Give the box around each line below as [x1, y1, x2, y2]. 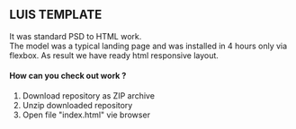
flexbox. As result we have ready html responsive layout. [9, 49, 219, 61]
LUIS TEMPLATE [9, 7, 103, 22]
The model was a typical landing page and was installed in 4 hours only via [9, 40, 288, 51]
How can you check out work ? [9, 71, 127, 82]
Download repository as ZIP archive [22, 90, 156, 101]
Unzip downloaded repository [22, 100, 133, 111]
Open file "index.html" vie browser [22, 109, 151, 120]
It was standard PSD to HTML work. [9, 30, 142, 41]
